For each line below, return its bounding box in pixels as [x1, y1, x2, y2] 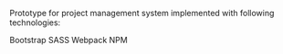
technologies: [9, 17, 61, 28]
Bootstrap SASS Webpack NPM [9, 35, 128, 45]
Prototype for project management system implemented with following [9, 8, 275, 18]
